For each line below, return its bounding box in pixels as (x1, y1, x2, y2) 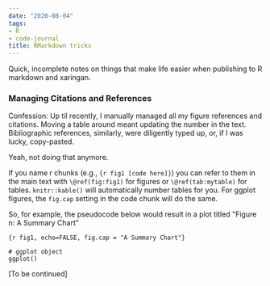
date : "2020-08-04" (8, 11, 74, 20)
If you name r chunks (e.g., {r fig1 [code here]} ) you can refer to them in (8, 168, 256, 178)
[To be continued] (8, 269, 69, 279)
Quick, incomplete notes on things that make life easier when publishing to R (8, 64, 263, 74)
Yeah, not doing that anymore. (8, 153, 109, 162)
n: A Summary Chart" (8, 218, 79, 228)
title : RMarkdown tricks (8, 42, 92, 50)
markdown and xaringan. (8, 73, 91, 82)
